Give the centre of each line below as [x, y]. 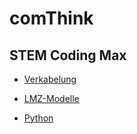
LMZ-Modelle [51, 98]
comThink [51, 18]
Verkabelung [50, 79]
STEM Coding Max [68, 55]
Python [38, 118]
